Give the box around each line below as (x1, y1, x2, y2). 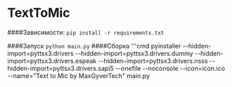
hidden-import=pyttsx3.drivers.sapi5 (7, 64, 114, 72)
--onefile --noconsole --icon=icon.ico (115, 64, 226, 72)
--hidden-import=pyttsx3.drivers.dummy (75, 49, 193, 58)
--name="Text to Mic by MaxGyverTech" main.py (7, 72, 150, 80)
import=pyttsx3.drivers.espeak (7, 56, 97, 65)
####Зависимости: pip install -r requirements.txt (7, 28, 165, 36)
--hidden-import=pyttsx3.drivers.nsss (98, 56, 209, 65)
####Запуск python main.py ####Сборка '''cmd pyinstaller (7, 41, 181, 50)
